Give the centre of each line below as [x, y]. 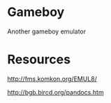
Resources [39, 60]
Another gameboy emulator [46, 31]
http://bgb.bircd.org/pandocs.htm [55, 92]
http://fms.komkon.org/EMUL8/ [52, 79]
